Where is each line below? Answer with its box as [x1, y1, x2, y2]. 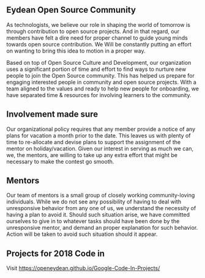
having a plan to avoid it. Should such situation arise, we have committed [6, 211, 190, 219]
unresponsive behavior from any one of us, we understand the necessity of [6, 205, 196, 212]
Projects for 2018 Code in [6, 248, 105, 258]
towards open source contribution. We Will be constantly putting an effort [6, 40, 192, 48]
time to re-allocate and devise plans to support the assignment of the [6, 138, 181, 145]
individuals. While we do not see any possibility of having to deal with [6, 198, 182, 205]
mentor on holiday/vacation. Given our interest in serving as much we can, [6, 145, 194, 152]
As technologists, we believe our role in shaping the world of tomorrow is [6, 21, 191, 28]
